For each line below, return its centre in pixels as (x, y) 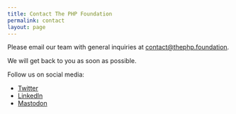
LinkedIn (30, 96)
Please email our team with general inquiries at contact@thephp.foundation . (118, 47)
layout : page (27, 27)
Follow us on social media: (46, 74)
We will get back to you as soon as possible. (72, 61)
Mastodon (32, 103)
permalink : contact (36, 21)
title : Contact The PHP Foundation (60, 14)
